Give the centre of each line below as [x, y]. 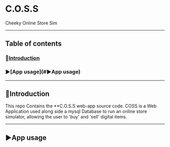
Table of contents [33, 44]
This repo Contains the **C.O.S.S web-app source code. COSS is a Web [81, 106]
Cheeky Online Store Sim [31, 23]
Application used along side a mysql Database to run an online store [76, 111]
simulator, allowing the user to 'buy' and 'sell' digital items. [66, 117]
